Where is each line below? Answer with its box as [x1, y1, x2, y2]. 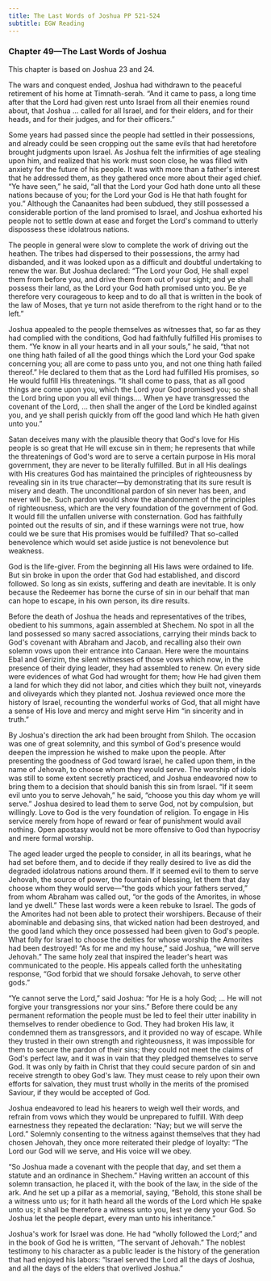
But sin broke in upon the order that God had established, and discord [8, 570, 240, 580]
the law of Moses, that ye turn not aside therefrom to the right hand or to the [8, 300, 262, 309]
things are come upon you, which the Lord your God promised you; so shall [8, 384, 259, 394]
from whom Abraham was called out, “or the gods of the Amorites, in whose [8, 892, 261, 901]
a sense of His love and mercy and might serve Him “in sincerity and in [8, 706, 244, 716]
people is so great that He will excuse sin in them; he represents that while [8, 443, 256, 452]
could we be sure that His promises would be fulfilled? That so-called [8, 528, 240, 538]
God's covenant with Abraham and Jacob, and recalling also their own [8, 637, 242, 647]
